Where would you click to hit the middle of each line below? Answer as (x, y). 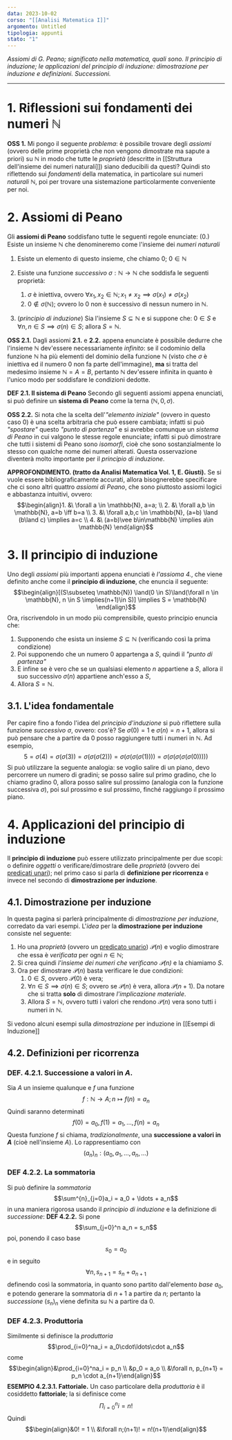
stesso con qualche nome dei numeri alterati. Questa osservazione (102, 451)
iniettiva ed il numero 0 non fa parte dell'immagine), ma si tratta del (103, 364)
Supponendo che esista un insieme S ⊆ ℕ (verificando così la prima (114, 639)
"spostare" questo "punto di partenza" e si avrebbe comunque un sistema (113, 429)
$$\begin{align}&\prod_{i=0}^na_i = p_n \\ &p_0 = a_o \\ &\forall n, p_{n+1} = (116, 1368)
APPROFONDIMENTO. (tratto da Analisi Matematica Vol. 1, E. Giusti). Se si (115, 472)
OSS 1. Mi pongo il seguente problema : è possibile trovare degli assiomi (109, 144)
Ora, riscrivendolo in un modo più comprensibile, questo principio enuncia (113, 618)
